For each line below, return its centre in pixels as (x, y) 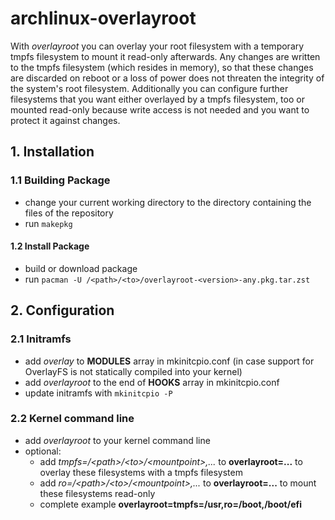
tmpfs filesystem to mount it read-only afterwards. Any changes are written (165, 56)
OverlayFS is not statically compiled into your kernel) (133, 371)
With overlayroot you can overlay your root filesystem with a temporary (157, 46)
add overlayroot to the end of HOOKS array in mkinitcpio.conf (152, 382)
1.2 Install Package (50, 246)
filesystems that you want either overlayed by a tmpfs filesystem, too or (157, 99)
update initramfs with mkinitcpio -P (98, 393)
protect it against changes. (65, 120)
